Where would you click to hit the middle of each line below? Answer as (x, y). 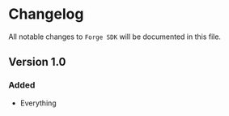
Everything (38, 103)
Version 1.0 (37, 62)
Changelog (46, 14)
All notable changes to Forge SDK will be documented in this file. (114, 37)
